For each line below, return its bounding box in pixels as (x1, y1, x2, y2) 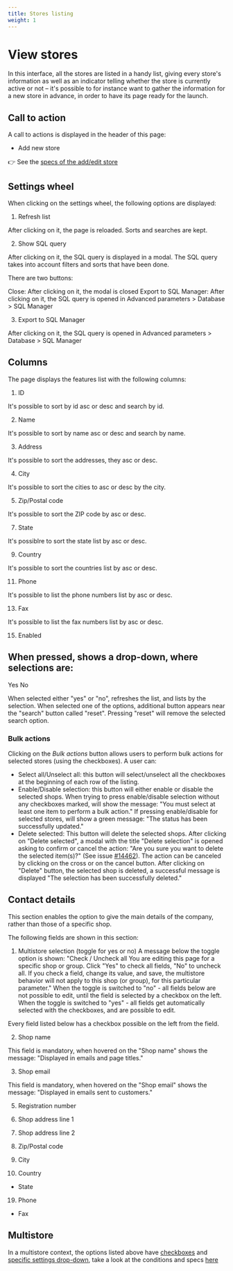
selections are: (8, 662, 74, 674)
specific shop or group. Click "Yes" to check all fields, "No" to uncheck (17, 961, 221, 970)
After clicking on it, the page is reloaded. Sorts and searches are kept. (8, 226, 207, 234)
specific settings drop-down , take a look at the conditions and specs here (8, 1255, 218, 1263)
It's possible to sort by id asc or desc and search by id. (8, 401, 165, 410)
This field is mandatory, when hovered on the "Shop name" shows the (8, 1046, 208, 1055)
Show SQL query (17, 239, 67, 248)
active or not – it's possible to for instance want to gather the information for (8, 84, 225, 93)
